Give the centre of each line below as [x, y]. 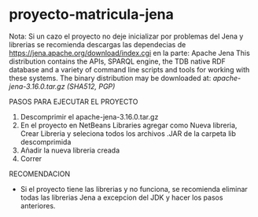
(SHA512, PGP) [91, 86]
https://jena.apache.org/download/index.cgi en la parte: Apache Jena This [129, 53]
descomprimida [46, 142]
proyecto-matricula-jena [91, 15]
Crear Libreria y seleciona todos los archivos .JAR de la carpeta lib [128, 133]
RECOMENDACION [40, 174]
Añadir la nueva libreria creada [70, 150]
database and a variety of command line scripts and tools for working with [129, 69]
